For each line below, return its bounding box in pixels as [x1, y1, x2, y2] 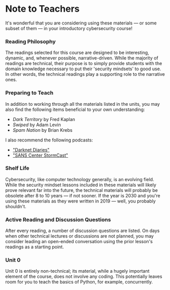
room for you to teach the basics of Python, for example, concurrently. [5, 279, 153, 285]
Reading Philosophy [5, 38, 56, 45]
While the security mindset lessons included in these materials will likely [5, 182, 157, 188]
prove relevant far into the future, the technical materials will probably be [5, 187, 158, 193]
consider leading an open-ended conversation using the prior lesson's [5, 239, 153, 245]
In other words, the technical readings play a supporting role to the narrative [5, 71, 165, 77]
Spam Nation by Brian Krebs [12, 127, 73, 133]
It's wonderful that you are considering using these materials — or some [5, 20, 157, 26]
